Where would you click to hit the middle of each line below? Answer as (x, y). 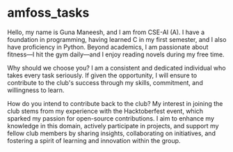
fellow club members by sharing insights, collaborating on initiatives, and (111, 133)
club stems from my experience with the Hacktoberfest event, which (105, 111)
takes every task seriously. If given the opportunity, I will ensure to (102, 75)
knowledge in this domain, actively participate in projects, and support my (113, 126)
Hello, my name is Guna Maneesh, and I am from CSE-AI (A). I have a (106, 32)
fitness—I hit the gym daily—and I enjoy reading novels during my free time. (116, 54)
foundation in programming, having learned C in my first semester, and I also (117, 39)
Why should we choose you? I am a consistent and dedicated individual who (116, 68)
